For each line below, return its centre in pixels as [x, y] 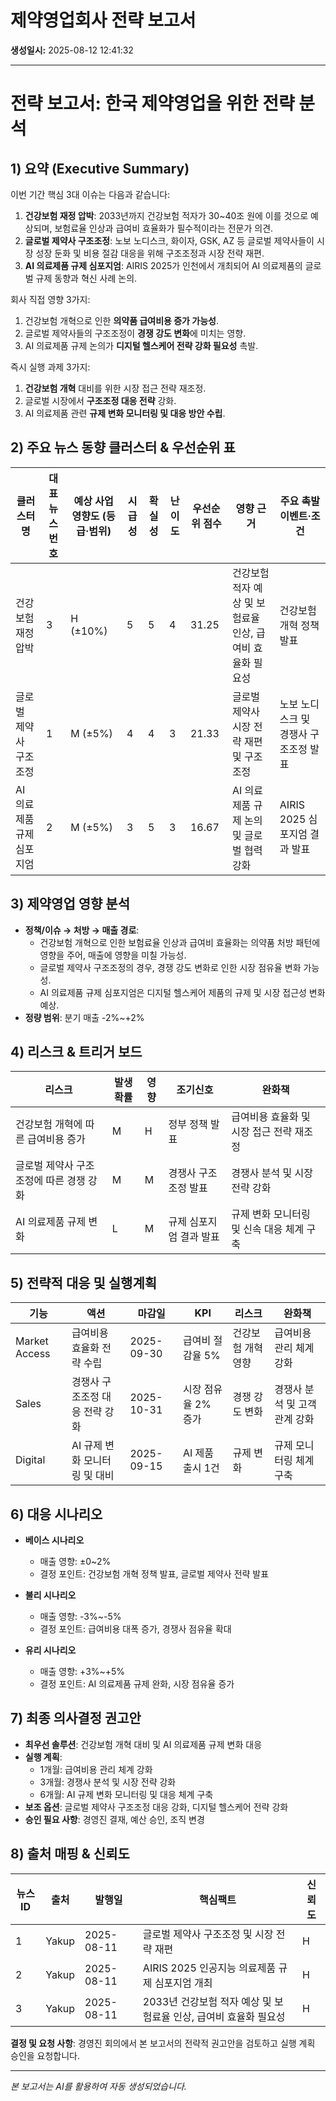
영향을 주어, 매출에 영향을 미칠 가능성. [113, 955]
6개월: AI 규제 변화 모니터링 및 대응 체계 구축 [126, 1794]
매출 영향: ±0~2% [75, 1561]
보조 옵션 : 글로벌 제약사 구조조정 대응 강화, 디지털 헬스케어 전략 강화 [156, 1807]
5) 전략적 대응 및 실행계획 [84, 1282]
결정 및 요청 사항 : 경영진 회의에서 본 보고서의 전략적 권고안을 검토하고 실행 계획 [163, 2043]
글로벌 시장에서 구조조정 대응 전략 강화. [100, 400]
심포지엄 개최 [183, 1983]
